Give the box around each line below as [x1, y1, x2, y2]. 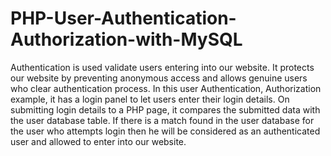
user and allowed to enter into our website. [10, 135, 187, 147]
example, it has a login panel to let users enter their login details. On [10, 93, 290, 105]
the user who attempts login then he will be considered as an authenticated [10, 125, 321, 137]
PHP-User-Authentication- [10, 7, 237, 30]
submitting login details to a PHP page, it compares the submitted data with [10, 103, 321, 116]
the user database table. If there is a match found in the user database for [10, 114, 315, 126]
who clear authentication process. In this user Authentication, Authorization [10, 82, 322, 94]
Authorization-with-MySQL [10, 28, 243, 51]
